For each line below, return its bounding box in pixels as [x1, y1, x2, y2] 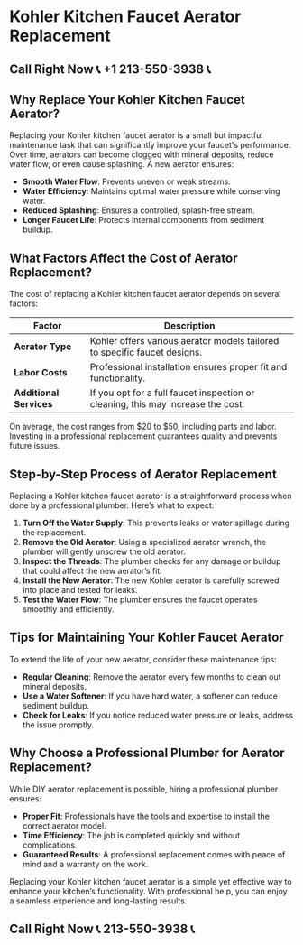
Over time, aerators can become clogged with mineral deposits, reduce [9, 149, 274, 160]
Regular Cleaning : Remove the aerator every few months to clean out [22, 671, 281, 682]
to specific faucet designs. [89, 346, 203, 358]
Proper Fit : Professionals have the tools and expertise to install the [22, 811, 271, 821]
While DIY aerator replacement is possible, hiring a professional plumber [9, 783, 279, 794]
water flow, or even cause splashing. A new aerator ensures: [9, 159, 234, 170]
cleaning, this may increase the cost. [89, 398, 245, 411]
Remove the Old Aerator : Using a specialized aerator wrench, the [22, 537, 267, 548]
